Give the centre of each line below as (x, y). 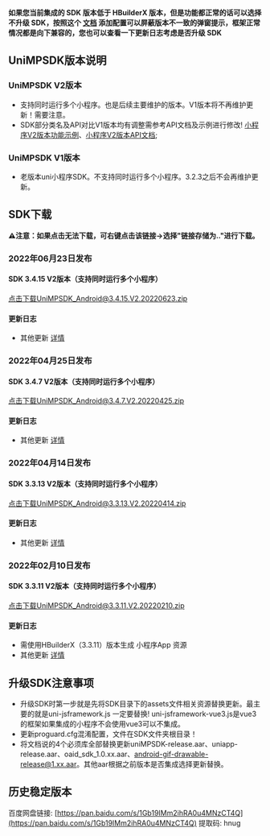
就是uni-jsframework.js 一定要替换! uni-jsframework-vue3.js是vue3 (145, 714)
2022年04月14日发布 (49, 463)
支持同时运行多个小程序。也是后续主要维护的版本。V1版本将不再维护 (133, 105)
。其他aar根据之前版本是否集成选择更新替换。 (152, 764)
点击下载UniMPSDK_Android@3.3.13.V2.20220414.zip (97, 503)
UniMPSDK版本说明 (57, 61)
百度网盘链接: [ (33, 813)
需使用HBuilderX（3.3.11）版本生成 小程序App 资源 (103, 645)
